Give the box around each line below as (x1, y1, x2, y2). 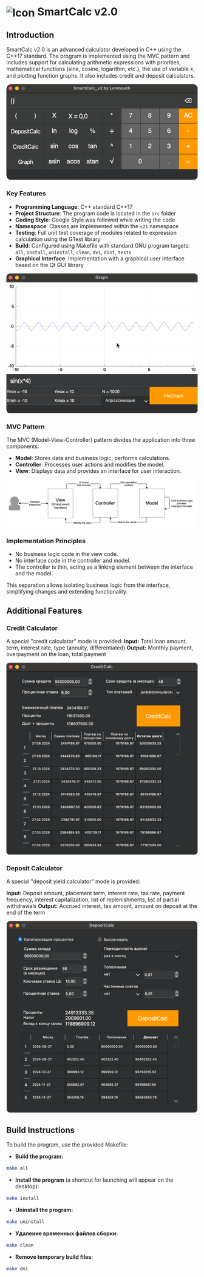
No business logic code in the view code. (15, 550, 118, 558)
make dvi (6, 1265, 29, 1272)
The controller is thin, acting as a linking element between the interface (15, 563, 193, 571)
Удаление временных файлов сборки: (15, 1230, 118, 1237)
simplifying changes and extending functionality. (6, 588, 128, 595)
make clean (6, 1242, 34, 1248)
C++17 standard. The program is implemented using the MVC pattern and (6, 52, 190, 59)
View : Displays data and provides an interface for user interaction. (15, 467, 182, 475)
